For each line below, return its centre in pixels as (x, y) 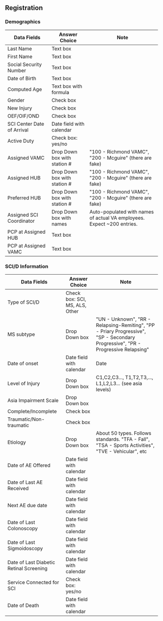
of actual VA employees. (117, 218)
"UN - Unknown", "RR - (123, 319)
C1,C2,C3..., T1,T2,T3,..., (125, 377)
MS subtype (21, 334)
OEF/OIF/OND (24, 116)
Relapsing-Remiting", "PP (125, 325)
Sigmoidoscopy (25, 548)
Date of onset (23, 363)
